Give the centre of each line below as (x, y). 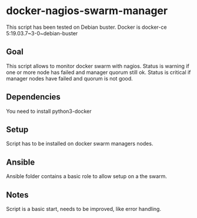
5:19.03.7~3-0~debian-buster (42, 33)
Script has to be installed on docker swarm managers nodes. (80, 144)
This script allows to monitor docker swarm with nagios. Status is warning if (98, 66)
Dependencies (33, 97)
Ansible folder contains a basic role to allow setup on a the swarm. (87, 176)
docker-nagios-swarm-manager (87, 11)
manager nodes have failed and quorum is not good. (70, 78)
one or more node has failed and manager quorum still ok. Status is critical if (98, 72)
